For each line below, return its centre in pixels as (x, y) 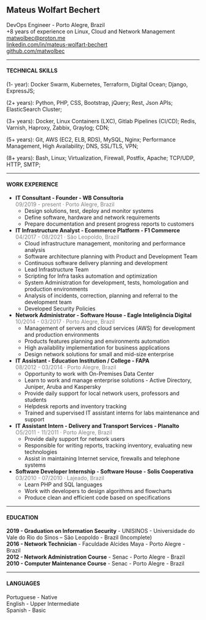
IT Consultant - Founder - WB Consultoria (69, 198)
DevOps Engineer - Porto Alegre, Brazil (56, 25)
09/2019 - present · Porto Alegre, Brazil (65, 204)
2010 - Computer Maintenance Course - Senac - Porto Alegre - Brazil (96, 564)
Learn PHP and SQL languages (63, 484)
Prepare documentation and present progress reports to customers (109, 224)
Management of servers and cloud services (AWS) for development (110, 328)
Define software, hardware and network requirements (92, 218)
